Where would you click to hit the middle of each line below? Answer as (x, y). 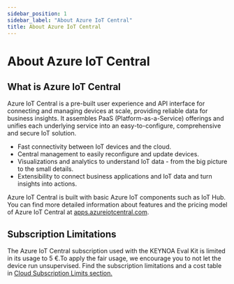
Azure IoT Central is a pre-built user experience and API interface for (106, 104)
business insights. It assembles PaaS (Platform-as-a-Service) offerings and (116, 119)
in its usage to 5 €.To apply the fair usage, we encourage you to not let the (114, 258)
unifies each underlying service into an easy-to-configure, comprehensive (114, 126)
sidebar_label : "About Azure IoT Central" (70, 20)
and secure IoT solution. (42, 133)
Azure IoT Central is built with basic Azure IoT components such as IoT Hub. (116, 197)
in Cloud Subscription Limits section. (60, 274)
